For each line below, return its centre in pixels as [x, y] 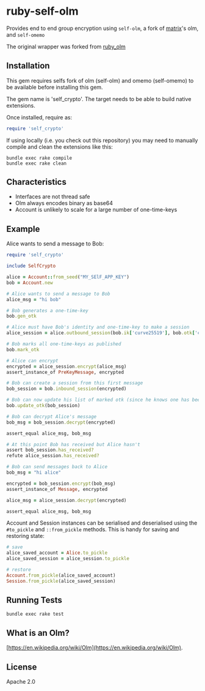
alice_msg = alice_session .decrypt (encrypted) [67, 500]
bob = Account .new [30, 283]
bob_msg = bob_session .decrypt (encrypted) [61, 422]
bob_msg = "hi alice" [34, 472]
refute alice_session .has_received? [53, 456]
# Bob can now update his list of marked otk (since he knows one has [98, 400]
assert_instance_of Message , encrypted [57, 489]
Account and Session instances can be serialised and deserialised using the [102, 523]
